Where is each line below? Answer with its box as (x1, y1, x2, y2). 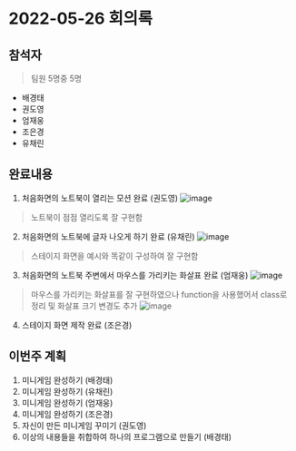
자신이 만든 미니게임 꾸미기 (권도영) (21, 419, 147, 431)
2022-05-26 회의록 (8, 8, 153, 29)
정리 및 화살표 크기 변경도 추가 (30, 300, 138, 311)
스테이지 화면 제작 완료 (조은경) (21, 319, 133, 330)
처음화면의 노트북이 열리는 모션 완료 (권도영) (21, 192, 179, 203)
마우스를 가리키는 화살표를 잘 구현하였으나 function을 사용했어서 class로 (30, 289, 288, 299)
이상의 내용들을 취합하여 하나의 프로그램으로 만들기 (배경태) (21, 431, 232, 442)
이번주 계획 (8, 348, 67, 364)
